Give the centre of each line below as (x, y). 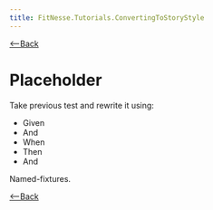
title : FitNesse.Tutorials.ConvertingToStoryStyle (107, 18)
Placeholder (56, 80)
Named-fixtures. (40, 178)
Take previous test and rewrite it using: (82, 105)
